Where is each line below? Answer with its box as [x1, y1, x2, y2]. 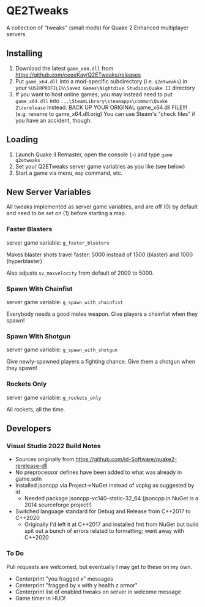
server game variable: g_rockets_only [6, 394, 102, 401]
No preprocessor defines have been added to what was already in [15, 468, 182, 476]
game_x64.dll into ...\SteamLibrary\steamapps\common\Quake [15, 97, 168, 104]
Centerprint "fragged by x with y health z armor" [15, 581, 138, 589]
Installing [6, 48, 43, 59]
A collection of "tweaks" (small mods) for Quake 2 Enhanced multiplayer [6, 24, 188, 31]
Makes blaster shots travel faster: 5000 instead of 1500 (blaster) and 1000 [6, 251, 193, 258]
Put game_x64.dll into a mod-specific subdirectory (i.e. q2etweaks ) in [15, 77, 188, 85]
